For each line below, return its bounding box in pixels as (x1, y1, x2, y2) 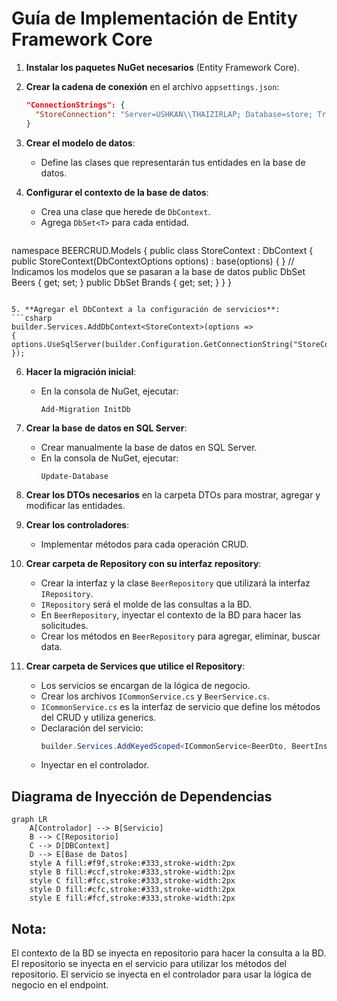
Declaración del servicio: (40, 722, 144, 734)
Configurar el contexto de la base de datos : (25, 186, 209, 198)
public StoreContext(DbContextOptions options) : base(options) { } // (11, 255, 295, 267)
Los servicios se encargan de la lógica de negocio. (40, 679, 251, 691)
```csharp (11, 313, 53, 323)
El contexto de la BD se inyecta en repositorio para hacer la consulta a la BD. (11, 947, 327, 959)
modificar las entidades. (25, 499, 126, 511)
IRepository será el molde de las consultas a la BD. (40, 598, 252, 610)
